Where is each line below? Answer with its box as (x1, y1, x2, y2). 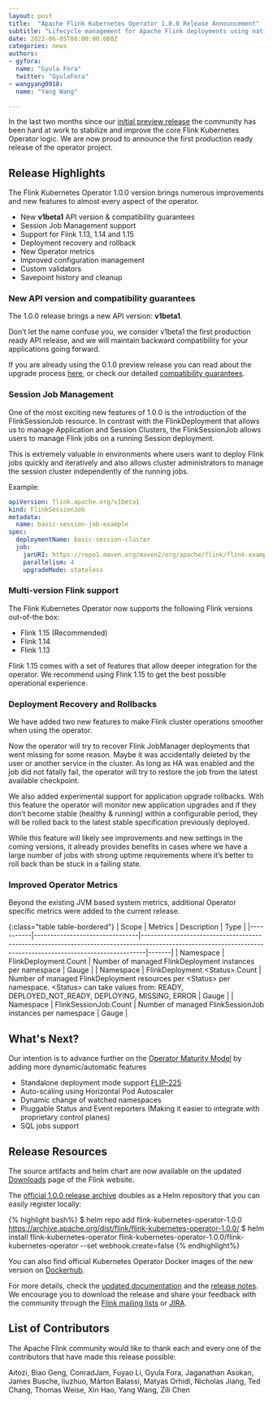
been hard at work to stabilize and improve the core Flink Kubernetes (8, 125, 240, 135)
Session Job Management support (19, 221, 136, 231)
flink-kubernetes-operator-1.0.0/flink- (119, 1232, 245, 1242)
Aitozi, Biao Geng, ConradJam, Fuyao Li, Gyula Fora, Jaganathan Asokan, (8, 1367, 254, 1377)
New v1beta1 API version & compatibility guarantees (19, 212, 195, 222)
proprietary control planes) (19, 1112, 110, 1122)
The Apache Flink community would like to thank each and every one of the (8, 1343, 262, 1353)
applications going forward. (8, 344, 101, 354)
